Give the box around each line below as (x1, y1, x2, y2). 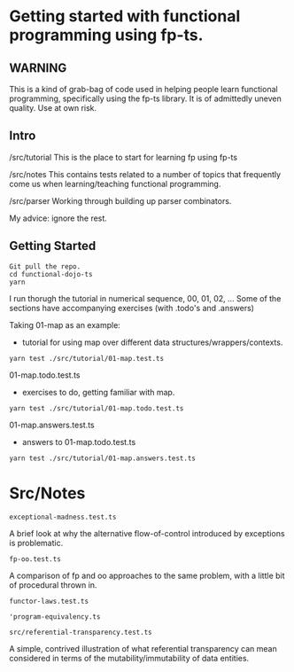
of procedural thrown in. (9, 579, 97, 590)
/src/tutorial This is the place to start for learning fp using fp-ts (9, 152, 237, 162)
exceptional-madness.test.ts (9, 512, 117, 521)
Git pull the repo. (9, 262, 81, 271)
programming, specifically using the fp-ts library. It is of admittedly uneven (9, 93, 282, 104)
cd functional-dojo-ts (9, 270, 93, 278)
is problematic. (9, 537, 64, 548)
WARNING (9, 60, 67, 75)
